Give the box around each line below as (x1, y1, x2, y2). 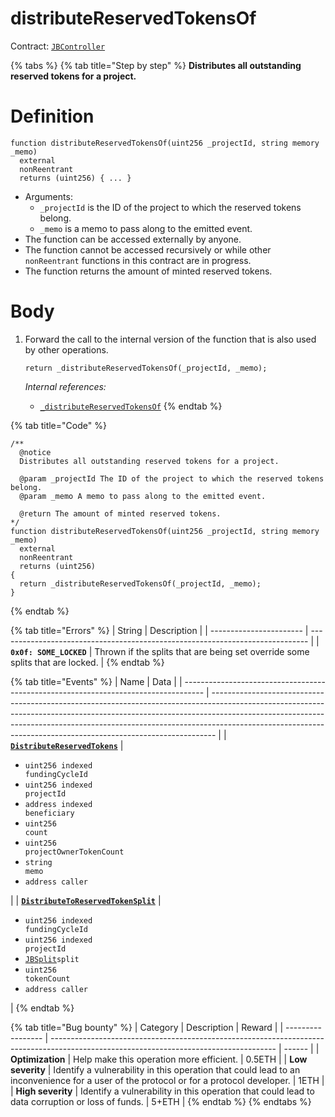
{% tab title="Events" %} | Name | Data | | (10, 675, 183, 687)
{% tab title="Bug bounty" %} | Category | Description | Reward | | (10, 1021, 284, 1033)
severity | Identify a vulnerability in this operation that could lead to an (10, 1063, 301, 1076)
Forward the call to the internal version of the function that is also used (24, 333, 317, 345)
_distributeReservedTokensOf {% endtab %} (39, 400, 223, 412)
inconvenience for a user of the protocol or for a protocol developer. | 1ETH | (10, 1074, 325, 1086)
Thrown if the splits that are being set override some (94, 645, 310, 657)
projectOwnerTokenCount (24, 847, 125, 857)
